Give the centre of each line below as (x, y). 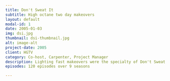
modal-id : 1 (18, 24)
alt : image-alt (21, 43)
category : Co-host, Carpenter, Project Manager (57, 57)
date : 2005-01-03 (24, 29)
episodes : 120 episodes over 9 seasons (48, 66)
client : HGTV (19, 52)
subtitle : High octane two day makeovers (50, 15)
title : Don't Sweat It (29, 10)
